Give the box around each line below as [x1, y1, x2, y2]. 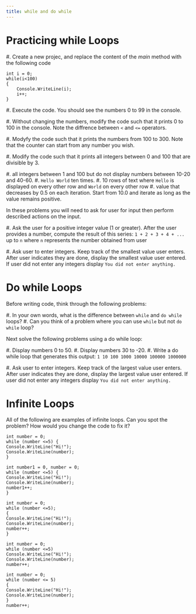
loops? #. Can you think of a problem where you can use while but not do [6, 318, 183, 325]
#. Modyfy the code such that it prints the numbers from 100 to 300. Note [6, 135, 183, 142]
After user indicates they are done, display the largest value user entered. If [6, 370, 188, 377]
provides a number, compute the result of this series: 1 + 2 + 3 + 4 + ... [6, 230, 185, 237]
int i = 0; [6, 71, 33, 77]
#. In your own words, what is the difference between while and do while [6, 311, 183, 319]
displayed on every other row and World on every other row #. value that [6, 182, 180, 190]
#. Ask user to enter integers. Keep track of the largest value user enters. [6, 364, 182, 371]
